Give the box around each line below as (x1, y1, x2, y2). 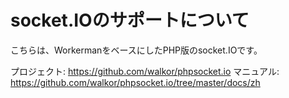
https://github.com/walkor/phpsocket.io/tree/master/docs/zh (10, 76, 261, 88)
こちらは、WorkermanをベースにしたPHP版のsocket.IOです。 (10, 44, 263, 56)
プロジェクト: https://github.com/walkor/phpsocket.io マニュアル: (10, 65, 280, 77)
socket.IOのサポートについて (10, 9, 250, 32)
